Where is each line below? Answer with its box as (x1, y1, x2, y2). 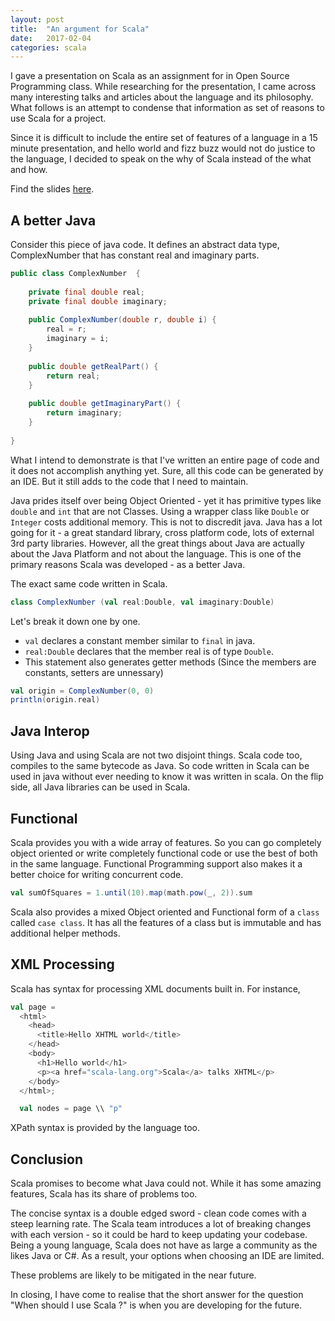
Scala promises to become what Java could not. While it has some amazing (10, 1177, 322, 1190)
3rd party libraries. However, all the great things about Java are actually (10, 537, 305, 549)
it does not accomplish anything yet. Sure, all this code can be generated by (10, 464, 324, 476)
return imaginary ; (46, 408, 123, 418)
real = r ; (46, 324, 87, 335)
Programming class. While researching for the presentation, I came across (10, 81, 317, 93)
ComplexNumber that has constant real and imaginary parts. (10, 249, 260, 261)
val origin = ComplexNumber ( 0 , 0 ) (10, 686, 155, 696)
